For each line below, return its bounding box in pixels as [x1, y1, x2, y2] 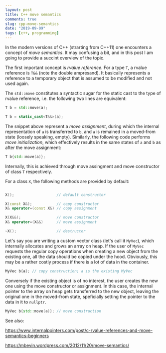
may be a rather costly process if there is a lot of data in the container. [5, 258, 150, 265]
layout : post [5, 7, 32, 12]
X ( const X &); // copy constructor [5, 201, 99, 206]
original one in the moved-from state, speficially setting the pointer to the [5, 293, 156, 299]
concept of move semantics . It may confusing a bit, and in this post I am [5, 49, 154, 55]
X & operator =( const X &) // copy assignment [5, 206, 97, 211]
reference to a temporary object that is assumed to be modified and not [5, 75, 152, 81]
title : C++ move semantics [5, 12, 61, 17]
